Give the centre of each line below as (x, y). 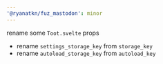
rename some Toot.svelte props (53, 33)
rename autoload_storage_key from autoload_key (86, 53)
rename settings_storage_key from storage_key (85, 46)
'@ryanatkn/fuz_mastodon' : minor (55, 13)
